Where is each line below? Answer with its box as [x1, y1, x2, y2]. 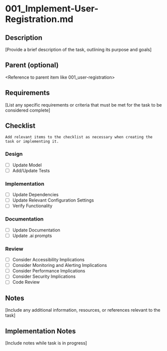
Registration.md [5, 13, 74, 25]
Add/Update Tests [12, 167, 50, 173]
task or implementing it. [5, 139, 59, 144]
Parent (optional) [5, 61, 59, 70]
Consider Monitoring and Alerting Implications [12, 262, 107, 268]
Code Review [12, 279, 40, 285]
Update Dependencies [12, 192, 59, 198]
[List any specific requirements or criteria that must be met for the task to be [5, 102, 162, 108]
